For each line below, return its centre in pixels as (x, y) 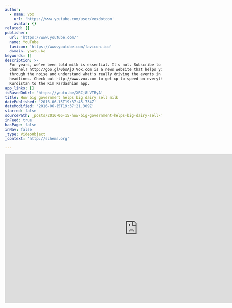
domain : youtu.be (28, 51)
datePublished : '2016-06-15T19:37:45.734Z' (51, 102)
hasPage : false (21, 125)
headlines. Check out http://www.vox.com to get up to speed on (77, 79)
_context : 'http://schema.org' (37, 139)
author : (13, 10)
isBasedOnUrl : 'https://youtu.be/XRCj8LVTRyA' (54, 93)
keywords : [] (19, 56)
